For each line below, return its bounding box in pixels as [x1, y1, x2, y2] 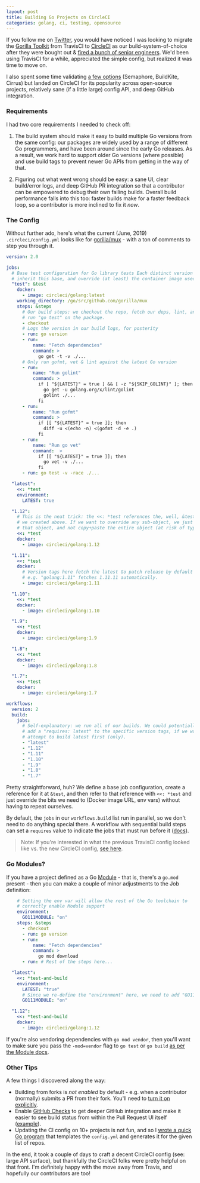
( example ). [14, 1120, 42, 1127]
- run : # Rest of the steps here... [21, 959, 113, 965]
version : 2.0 [6, 253, 39, 260]
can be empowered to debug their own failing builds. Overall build [14, 188, 177, 195]
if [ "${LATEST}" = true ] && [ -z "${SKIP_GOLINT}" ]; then [37, 381, 193, 387]
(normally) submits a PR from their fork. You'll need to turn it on [14, 1095, 171, 1102]
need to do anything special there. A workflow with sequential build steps [6, 821, 186, 828]
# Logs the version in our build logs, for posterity [21, 326, 159, 332]
